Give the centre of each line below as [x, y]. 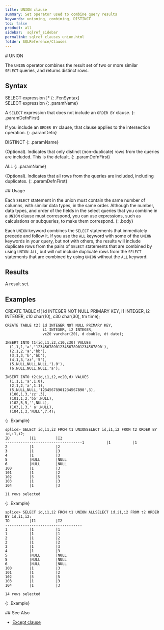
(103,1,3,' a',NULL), [32, 407]
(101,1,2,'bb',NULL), [32, 399]
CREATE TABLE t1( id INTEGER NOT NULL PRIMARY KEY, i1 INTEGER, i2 [78, 311]
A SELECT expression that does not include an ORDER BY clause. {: [70, 112]
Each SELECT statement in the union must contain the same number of [75, 200]
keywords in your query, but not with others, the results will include [73, 241]
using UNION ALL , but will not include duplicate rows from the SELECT [73, 251]
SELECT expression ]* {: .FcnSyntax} [42, 98]
